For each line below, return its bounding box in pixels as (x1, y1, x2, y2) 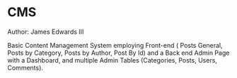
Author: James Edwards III (7, 27, 84, 36)
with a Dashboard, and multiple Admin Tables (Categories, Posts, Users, (7, 56, 218, 64)
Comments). (7, 63, 44, 72)
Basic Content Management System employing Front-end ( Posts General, (7, 41, 223, 49)
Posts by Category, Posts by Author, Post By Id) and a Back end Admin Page (7, 48, 230, 57)
